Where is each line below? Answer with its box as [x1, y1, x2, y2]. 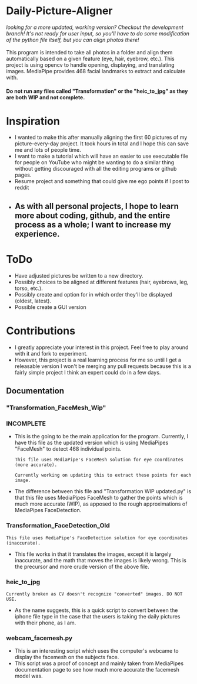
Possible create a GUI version [14, 303, 86, 311]
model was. [14, 672, 43, 680]
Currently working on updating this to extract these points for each [14, 473, 192, 478]
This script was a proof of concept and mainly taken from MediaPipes [14, 660, 184, 667]
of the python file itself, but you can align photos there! [6, 36, 139, 43]
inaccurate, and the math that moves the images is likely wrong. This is [14, 556, 186, 564]
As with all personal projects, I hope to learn [14, 201, 179, 211]
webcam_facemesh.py [6, 634, 73, 642]
